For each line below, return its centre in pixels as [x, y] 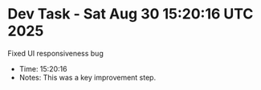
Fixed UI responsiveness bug [55, 53]
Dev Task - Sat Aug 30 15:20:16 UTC [130, 14]
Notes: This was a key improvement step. [88, 77]
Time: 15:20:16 [43, 68]
